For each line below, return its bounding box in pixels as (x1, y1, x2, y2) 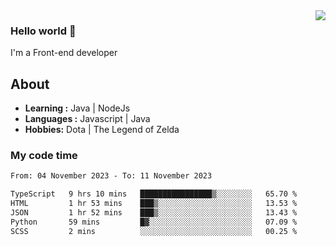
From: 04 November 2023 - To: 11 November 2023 (10, 171, 213, 181)
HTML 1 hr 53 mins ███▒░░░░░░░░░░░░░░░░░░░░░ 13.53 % (10, 199, 298, 209)
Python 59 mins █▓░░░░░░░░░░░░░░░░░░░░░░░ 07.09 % (10, 217, 298, 227)
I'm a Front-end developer (10, 47, 118, 59)
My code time (10, 149, 78, 163)
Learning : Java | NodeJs (24, 102, 131, 114)
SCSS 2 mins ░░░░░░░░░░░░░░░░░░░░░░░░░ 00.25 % (10, 226, 298, 236)
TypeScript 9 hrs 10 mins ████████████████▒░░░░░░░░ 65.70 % (10, 189, 298, 199)
